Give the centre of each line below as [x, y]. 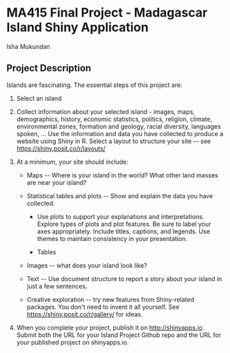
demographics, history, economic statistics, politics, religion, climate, [114, 119]
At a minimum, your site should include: [72, 162]
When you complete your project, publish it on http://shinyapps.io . [110, 327]
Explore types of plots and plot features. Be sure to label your [124, 224]
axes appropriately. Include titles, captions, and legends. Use [124, 231]
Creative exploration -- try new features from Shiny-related [110, 299]
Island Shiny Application [77, 27]
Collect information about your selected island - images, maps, [106, 111]
